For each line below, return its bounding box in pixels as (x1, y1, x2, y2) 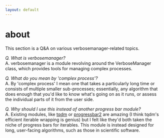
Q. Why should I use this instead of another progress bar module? (5, 106, 141, 112)
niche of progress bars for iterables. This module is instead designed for (5, 122, 154, 128)
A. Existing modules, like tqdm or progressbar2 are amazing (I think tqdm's (5, 111, 159, 117)
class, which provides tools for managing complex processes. (5, 65, 132, 71)
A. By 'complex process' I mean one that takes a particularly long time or (5, 80, 155, 86)
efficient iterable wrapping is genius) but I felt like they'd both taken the (5, 117, 152, 123)
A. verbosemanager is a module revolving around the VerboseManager (5, 60, 151, 66)
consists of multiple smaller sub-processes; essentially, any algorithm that (5, 86, 158, 92)
